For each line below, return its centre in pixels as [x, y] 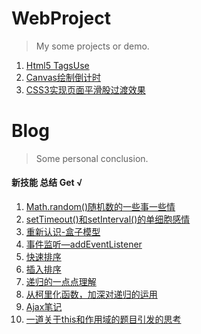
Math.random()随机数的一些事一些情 [100, 207]
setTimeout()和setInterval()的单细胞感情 [108, 219]
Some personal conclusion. [92, 158]
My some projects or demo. [92, 46]
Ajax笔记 [44, 307]
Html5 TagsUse [57, 65]
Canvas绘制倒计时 [63, 77]
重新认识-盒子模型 [63, 232]
